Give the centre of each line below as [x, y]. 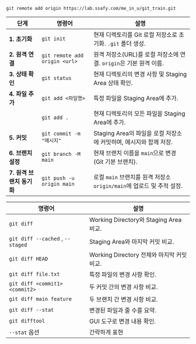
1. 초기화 [21, 39]
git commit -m [61, 133]
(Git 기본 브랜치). [115, 162]
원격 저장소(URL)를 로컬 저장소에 [136, 54]
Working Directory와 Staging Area [136, 220]
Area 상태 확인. [113, 83]
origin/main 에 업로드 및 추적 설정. [138, 186]
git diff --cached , [36, 238]
